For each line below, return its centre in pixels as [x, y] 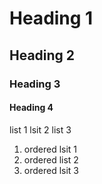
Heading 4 [31, 108]
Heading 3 [35, 84]
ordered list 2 [51, 159]
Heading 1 [51, 18]
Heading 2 [42, 55]
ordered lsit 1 [50, 149]
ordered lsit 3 [51, 170]
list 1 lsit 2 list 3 [40, 129]
